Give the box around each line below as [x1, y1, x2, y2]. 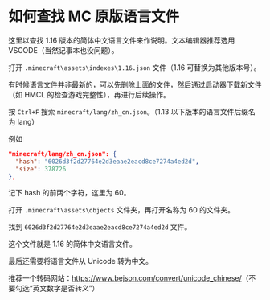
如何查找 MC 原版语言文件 [8, 7, 180, 26]
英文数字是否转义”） [32, 283, 100, 294]
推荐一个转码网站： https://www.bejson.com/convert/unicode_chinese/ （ [8, 273, 249, 283]
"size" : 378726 [15, 165, 67, 173]
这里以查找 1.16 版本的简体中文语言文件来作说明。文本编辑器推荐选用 [8, 35, 235, 45]
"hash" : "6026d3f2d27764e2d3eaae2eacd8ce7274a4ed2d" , [15, 158, 199, 166]
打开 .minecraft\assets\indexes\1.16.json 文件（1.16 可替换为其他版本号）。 [8, 62, 261, 72]
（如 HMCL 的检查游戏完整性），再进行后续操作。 [8, 89, 171, 99]
